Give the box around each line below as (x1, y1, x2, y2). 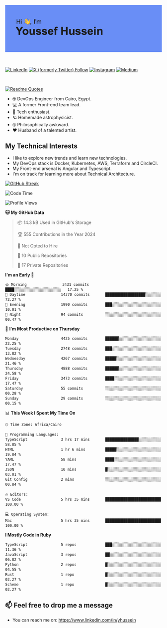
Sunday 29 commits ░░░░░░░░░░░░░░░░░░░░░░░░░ (5, 396, 162, 401)
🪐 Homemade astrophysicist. (12, 115, 73, 121)
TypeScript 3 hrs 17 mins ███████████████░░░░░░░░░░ (5, 437, 162, 442)
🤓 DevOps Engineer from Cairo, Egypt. (12, 96, 92, 102)
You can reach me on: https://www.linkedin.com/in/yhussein (12, 617, 136, 623)
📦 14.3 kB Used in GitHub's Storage (17, 219, 92, 225)
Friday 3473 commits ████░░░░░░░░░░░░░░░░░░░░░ (5, 376, 162, 381)
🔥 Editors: (5, 492, 28, 497)
